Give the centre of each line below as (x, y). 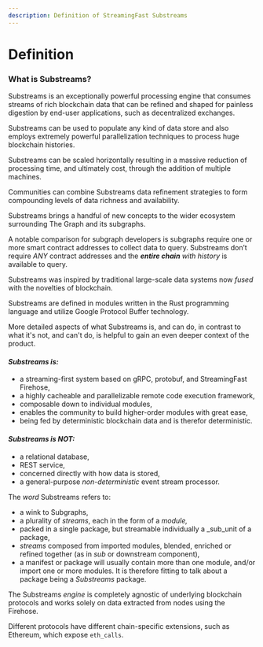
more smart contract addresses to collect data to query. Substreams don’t (128, 248)
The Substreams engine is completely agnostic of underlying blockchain (125, 594)
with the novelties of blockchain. (60, 288)
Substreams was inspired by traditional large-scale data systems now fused (131, 279)
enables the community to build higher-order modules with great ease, (134, 412)
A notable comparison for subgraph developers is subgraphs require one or (130, 239)
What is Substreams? (50, 79)
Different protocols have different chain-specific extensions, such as (119, 626)
